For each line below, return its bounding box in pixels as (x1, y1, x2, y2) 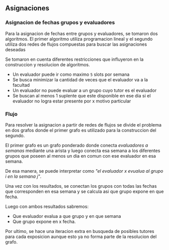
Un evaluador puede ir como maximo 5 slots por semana (12, 71, 130, 77)
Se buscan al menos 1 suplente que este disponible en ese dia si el (12, 92, 151, 98)
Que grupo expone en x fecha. (12, 218, 76, 224)
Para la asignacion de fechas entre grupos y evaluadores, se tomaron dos (5, 30, 158, 37)
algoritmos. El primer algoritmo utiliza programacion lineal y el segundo (5, 36, 153, 42)
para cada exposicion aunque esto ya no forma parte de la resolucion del (5, 233, 157, 239)
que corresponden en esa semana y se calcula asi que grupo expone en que (5, 188, 164, 194)
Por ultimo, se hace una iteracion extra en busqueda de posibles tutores (5, 228, 154, 234)
